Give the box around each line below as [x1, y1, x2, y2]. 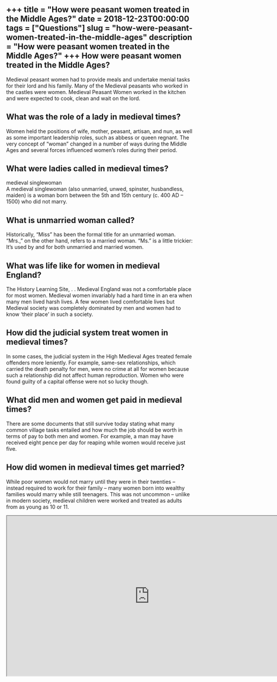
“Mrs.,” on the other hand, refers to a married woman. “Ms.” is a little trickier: [6, 237, 193, 244]
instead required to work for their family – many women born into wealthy [6, 484, 185, 492]
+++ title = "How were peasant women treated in [6, 5, 190, 15]
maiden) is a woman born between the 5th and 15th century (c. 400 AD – [6, 192, 183, 199]
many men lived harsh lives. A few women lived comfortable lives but [6, 298, 175, 305]
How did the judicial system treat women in [6, 328, 169, 338]
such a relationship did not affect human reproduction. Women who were [6, 371, 185, 379]
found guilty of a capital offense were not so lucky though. [6, 378, 149, 385]
